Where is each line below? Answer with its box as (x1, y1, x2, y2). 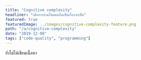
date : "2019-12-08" (5, 31, 47, 36)
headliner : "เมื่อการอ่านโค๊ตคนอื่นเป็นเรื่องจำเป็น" (5, 12, 86, 17)
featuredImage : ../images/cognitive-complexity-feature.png (5, 21, 137, 27)
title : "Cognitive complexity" (5, 7, 72, 13)
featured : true (5, 17, 38, 22)
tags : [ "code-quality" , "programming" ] (5, 36, 91, 41)
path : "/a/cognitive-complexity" (5, 26, 77, 32)
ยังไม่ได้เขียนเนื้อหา (5, 49, 37, 56)
